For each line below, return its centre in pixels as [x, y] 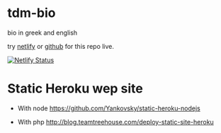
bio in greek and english [42, 33]
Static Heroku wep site [75, 89]
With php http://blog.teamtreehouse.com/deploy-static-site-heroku [115, 122]
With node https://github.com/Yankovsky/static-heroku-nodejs [109, 108]
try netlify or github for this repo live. [61, 46]
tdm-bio [32, 13]
